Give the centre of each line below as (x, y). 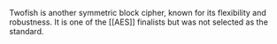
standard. (27, 31)
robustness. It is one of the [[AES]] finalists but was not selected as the (138, 22)
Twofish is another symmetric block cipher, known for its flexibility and (138, 13)
